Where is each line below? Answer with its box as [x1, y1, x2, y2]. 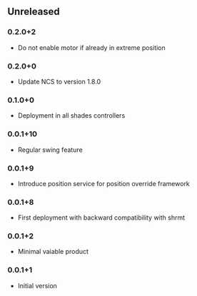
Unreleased [7, 6, 61, 18]
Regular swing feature [17, 146, 84, 154]
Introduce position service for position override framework [17, 179, 191, 188]
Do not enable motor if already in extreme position [17, 43, 166, 52]
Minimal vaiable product [17, 247, 89, 256]
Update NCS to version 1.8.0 [17, 77, 101, 86]
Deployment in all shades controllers [17, 111, 126, 120]
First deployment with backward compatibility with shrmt [17, 213, 186, 222]
